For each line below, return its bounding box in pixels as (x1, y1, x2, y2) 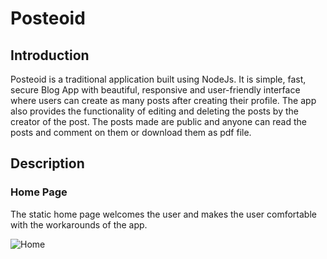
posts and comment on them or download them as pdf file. (10, 127, 252, 138)
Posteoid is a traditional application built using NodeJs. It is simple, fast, (10, 73, 307, 85)
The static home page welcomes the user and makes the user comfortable (10, 208, 317, 220)
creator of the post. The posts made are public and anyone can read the (10, 116, 307, 127)
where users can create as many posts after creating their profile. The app (10, 95, 317, 106)
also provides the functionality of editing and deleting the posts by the (10, 105, 299, 117)
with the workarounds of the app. (10, 218, 148, 231)
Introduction (10, 47, 90, 64)
